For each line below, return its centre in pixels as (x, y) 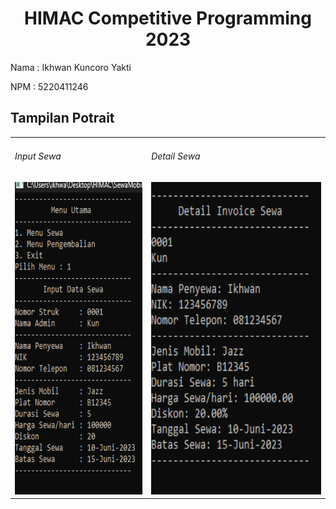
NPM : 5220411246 (49, 86)
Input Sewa (38, 156)
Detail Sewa (176, 156)
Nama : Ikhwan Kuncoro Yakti (71, 67)
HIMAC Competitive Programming (168, 18)
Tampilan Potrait (62, 118)
